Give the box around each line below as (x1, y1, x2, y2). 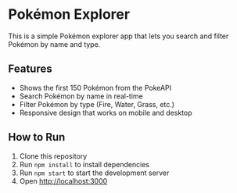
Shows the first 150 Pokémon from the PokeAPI (19, 83, 172, 92)
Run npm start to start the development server (19, 168, 170, 177)
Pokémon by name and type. (8, 39, 101, 48)
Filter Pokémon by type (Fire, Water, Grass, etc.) (19, 99, 174, 109)
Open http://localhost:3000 (19, 176, 108, 185)
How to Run (8, 130, 66, 144)
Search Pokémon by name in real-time (19, 91, 143, 101)
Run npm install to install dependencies (19, 159, 150, 169)
